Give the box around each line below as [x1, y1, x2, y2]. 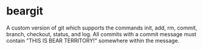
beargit [6, 4, 44, 18]
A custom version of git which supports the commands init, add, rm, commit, [6, 24, 198, 31]
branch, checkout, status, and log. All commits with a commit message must [6, 30, 197, 37]
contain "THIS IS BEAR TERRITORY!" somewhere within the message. [6, 37, 180, 44]
